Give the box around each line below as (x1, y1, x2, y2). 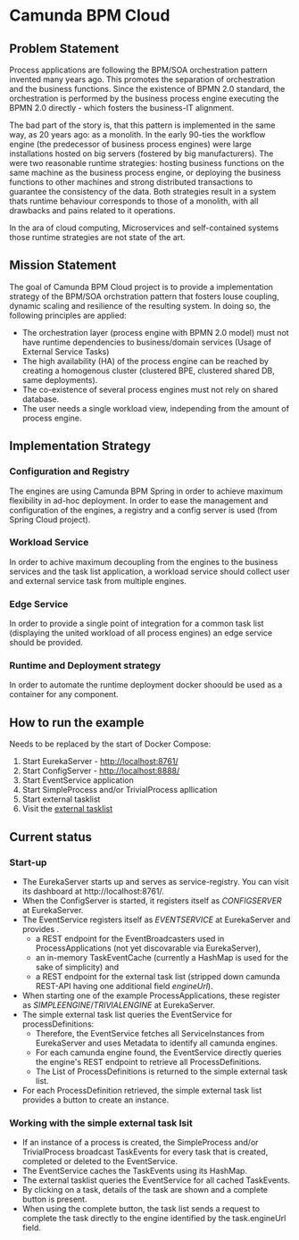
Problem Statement (9, 41, 120, 56)
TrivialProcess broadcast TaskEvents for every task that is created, (21, 1146, 269, 1157)
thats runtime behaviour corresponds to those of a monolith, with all (9, 196, 259, 206)
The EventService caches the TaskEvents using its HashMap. (21, 1166, 248, 1177)
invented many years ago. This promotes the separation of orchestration (9, 74, 276, 85)
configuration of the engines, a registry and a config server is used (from (9, 504, 278, 515)
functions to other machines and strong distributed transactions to (9, 177, 253, 187)
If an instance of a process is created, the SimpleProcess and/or (21, 1137, 259, 1148)
